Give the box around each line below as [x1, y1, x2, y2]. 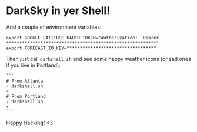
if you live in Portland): [6, 62, 61, 69]
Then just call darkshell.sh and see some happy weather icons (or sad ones [6, 55, 191, 62]
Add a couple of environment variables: [6, 23, 102, 31]
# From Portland [6, 93, 46, 99]
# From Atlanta [6, 78, 44, 84]
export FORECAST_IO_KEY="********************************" [6, 45, 157, 51]
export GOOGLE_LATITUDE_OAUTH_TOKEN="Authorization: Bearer [6, 35, 159, 40]
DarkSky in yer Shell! [6, 4, 111, 18]
